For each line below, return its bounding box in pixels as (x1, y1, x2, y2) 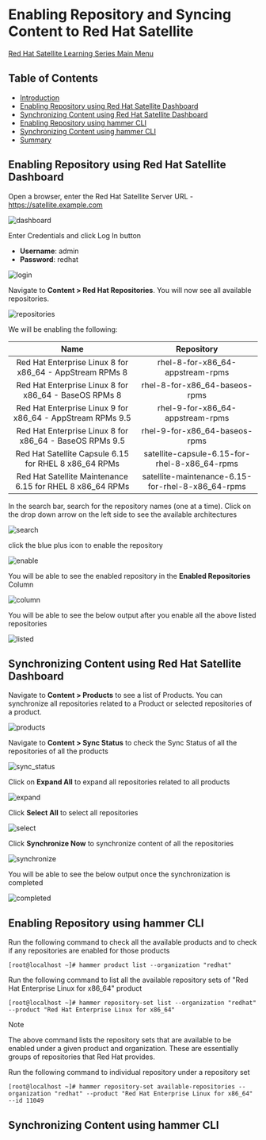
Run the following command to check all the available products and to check (8, 938, 257, 947)
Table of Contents (8, 71, 99, 85)
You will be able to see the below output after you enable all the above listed (8, 610, 256, 620)
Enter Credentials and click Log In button (8, 230, 141, 240)
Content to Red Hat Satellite (8, 22, 194, 40)
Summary (19, 135, 51, 144)
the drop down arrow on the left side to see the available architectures (8, 510, 237, 519)
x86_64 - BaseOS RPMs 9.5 (19, 435, 125, 446)
